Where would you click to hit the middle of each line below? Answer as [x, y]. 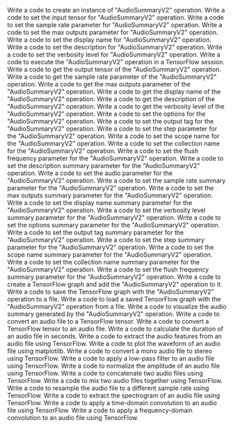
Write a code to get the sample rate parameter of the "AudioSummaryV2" [112, 77]
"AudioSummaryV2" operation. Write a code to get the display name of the [114, 91]
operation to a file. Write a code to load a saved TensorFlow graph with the [114, 299]
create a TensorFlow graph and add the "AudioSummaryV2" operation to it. [115, 284]
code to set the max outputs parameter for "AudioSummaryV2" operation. [113, 32]
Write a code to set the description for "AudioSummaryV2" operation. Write [115, 47]
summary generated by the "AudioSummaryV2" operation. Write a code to [114, 314]
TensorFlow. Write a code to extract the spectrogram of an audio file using [114, 396]
